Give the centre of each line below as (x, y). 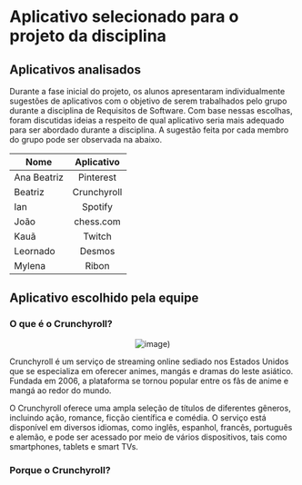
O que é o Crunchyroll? (61, 324)
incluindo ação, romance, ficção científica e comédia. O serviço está (138, 417)
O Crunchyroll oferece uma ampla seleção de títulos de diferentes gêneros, (150, 408)
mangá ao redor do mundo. (60, 390)
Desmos (97, 251)
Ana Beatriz (39, 177)
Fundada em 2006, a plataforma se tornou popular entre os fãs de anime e (149, 381)
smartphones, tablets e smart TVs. (74, 446)
